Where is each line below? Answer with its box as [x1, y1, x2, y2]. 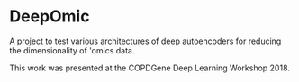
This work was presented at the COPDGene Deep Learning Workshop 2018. [9, 62, 291, 73]
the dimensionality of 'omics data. [9, 45, 135, 55]
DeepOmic [9, 6, 90, 27]
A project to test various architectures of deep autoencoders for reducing [9, 36, 282, 46]
